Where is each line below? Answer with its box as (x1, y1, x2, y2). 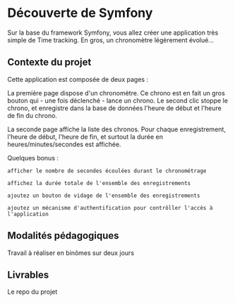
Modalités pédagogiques (7, 230, 119, 242)
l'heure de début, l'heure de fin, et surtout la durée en (7, 132, 164, 141)
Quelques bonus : (7, 153, 59, 162)
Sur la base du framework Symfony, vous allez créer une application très (7, 28, 219, 37)
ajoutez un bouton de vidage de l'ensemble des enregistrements (7, 192, 200, 199)
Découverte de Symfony (7, 5, 153, 21)
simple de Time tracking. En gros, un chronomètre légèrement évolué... (7, 35, 214, 44)
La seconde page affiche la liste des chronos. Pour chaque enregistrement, (7, 125, 226, 133)
